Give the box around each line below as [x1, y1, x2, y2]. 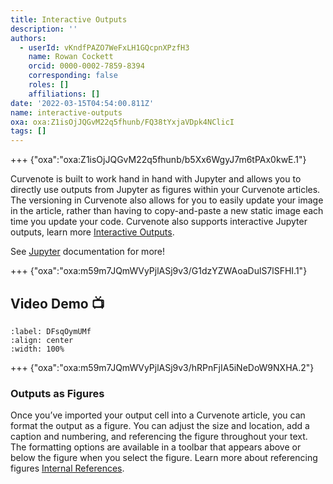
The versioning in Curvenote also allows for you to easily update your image [10, 194, 324, 206]
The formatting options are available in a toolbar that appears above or [10, 441, 302, 453]
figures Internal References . [10, 462, 125, 475]
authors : [10, 33, 47, 43]
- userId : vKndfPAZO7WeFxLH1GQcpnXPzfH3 [19, 42, 190, 53]
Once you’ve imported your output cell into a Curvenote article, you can [10, 409, 306, 421]
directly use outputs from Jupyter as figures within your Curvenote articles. [10, 184, 321, 196]
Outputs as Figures [10, 386, 105, 400]
